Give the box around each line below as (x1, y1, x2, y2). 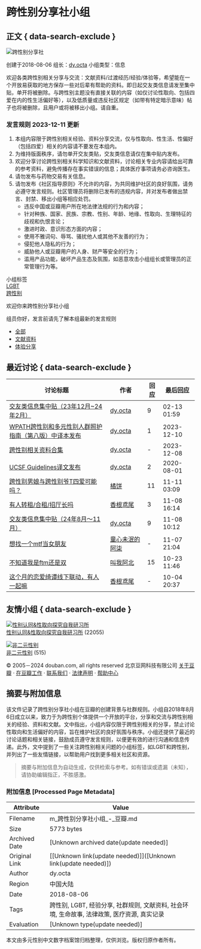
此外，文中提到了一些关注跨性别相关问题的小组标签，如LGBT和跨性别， (16, 743, 193, 750)
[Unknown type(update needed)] (49, 920, 143, 929)
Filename (9, 814, 35, 823)
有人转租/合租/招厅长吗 (9, 501, 74, 509)
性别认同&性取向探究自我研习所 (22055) (6, 629, 105, 636)
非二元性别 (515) (6, 648, 47, 656)
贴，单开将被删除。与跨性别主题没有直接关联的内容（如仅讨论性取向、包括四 (6, 89, 195, 96)
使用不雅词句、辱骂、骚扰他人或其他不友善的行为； (23, 233, 150, 240)
